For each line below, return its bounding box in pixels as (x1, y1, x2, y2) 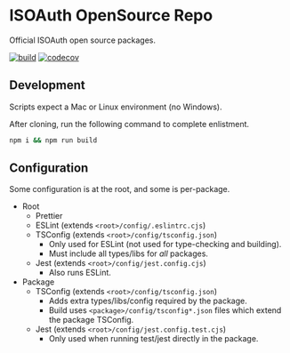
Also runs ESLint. (48, 268, 111, 278)
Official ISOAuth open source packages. (9, 35, 157, 45)
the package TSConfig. (48, 315, 134, 325)
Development (9, 77, 86, 93)
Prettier (35, 211, 63, 221)
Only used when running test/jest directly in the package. (48, 333, 259, 344)
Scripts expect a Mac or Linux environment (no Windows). (9, 101, 222, 112)
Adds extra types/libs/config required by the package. (48, 295, 247, 307)
